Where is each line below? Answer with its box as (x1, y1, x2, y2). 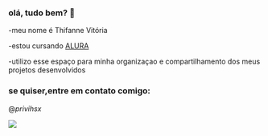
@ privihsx (8, 104, 42, 113)
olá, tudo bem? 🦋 (8, 7, 75, 19)
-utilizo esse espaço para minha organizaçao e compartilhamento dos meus (8, 56, 261, 67)
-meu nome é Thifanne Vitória (8, 26, 108, 35)
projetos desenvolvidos (8, 65, 86, 75)
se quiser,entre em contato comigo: (8, 85, 151, 97)
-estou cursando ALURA (8, 41, 89, 51)
